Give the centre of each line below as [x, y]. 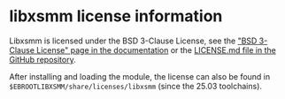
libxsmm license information [116, 16]
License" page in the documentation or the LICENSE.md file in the [156, 49]
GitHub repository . [43, 59]
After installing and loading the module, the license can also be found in [140, 76]
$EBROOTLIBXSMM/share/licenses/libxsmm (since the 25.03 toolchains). [136, 86]
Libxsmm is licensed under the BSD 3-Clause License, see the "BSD [133, 41]
